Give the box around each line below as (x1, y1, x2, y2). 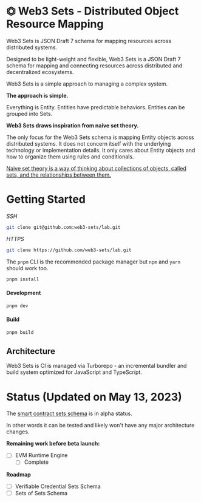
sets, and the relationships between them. (6, 171, 111, 178)
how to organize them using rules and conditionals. (6, 153, 134, 160)
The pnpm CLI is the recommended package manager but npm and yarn (6, 258, 181, 265)
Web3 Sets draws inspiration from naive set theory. (6, 121, 139, 129)
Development (6, 290, 41, 297)
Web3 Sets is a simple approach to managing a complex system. (6, 80, 168, 87)
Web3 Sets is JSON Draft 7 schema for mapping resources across (6, 37, 172, 44)
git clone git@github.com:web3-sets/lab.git (6, 224, 121, 230)
